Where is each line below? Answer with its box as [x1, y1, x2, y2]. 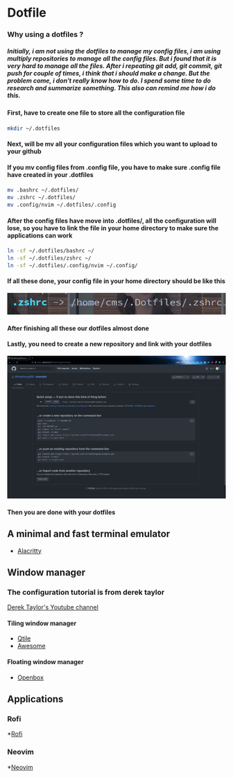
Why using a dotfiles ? [7, 30, 84, 40]
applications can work [7, 231, 73, 239]
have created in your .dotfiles [7, 170, 94, 178]
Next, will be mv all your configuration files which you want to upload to [7, 140, 218, 149]
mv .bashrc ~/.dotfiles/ [7, 187, 79, 194]
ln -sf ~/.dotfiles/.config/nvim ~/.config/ [7, 262, 138, 269]
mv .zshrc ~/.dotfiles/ [7, 194, 76, 201]
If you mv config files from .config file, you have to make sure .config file [7, 163, 221, 171]
